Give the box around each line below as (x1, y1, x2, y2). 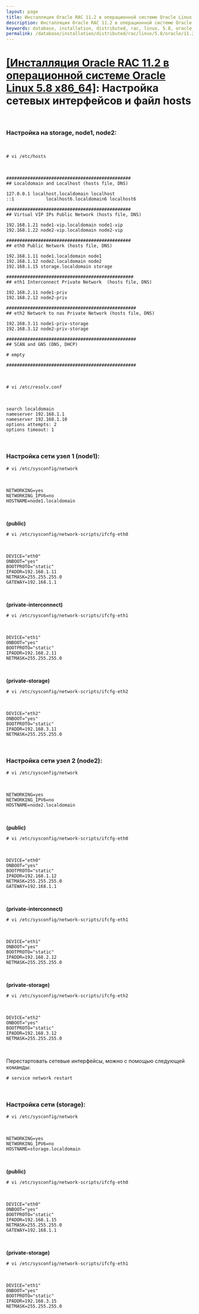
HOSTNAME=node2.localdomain (6, 802, 76, 808)
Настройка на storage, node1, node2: (6, 128, 117, 137)
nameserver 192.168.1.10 (6, 417, 68, 423)
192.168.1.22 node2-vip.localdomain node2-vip (6, 227, 123, 233)
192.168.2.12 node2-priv (6, 295, 68, 301)
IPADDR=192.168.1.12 (6, 873, 57, 879)
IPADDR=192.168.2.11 (6, 650, 57, 656)
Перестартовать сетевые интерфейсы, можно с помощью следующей (6, 1057, 185, 1064)
